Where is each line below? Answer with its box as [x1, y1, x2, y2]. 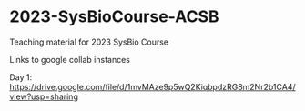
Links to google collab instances [9, 54, 130, 65]
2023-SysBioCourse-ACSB [9, 6, 220, 27]
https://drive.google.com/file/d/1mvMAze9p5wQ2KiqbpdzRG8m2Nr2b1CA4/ [9, 81, 296, 92]
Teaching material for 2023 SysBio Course [9, 36, 168, 47]
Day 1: [9, 71, 33, 83]
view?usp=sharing [9, 91, 79, 102]
